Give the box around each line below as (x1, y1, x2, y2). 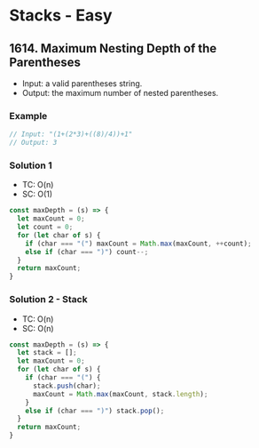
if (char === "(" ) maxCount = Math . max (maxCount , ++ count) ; (25, 239, 252, 248)
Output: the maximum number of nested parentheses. (21, 88, 219, 98)
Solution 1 (9, 159, 52, 172)
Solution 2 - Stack (9, 293, 88, 306)
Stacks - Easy (9, 5, 113, 26)
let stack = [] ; (17, 348, 77, 357)
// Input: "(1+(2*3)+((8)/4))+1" (9, 130, 133, 139)
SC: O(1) (21, 188, 53, 200)
